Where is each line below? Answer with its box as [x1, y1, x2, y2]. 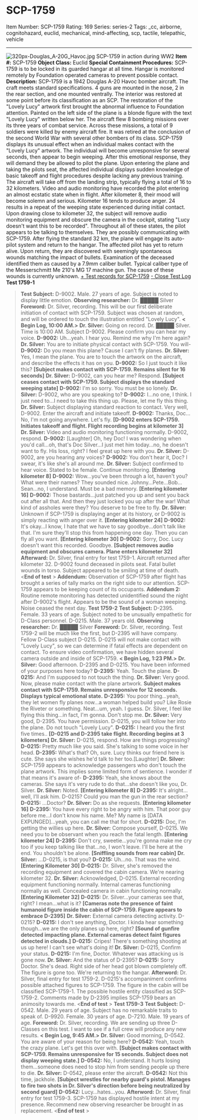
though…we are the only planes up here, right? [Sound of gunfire [20, 925, 180, 932]
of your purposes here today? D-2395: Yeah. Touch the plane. [20, 667, 173, 674]
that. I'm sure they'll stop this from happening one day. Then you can [20, 529, 188, 536]
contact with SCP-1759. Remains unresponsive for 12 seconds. [20, 686, 178, 693]
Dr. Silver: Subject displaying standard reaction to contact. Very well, [20, 403, 189, 410]
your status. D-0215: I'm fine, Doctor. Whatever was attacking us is [20, 950, 184, 957]
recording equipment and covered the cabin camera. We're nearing [20, 868, 184, 875]
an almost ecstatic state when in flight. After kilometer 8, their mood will [6, 190, 180, 198]
